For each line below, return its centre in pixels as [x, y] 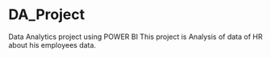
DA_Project [47, 15]
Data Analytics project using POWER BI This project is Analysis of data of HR [135, 37]
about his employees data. [52, 44]
